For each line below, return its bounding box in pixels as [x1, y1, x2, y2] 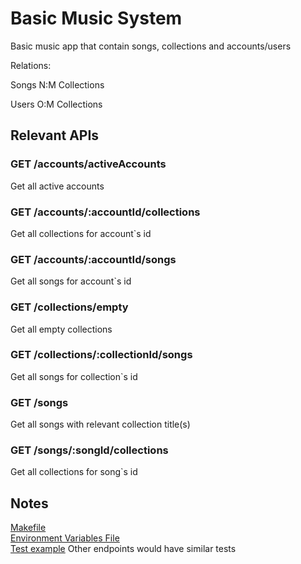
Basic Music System [10, 7, 183, 30]
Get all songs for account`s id [10, 275, 132, 287]
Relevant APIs [10, 127, 100, 144]
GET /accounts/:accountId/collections [10, 205, 201, 219]
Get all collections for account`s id [10, 227, 152, 239]
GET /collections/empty [10, 300, 129, 314]
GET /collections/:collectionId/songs [10, 348, 193, 362]
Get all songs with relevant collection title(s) [10, 418, 191, 431]
